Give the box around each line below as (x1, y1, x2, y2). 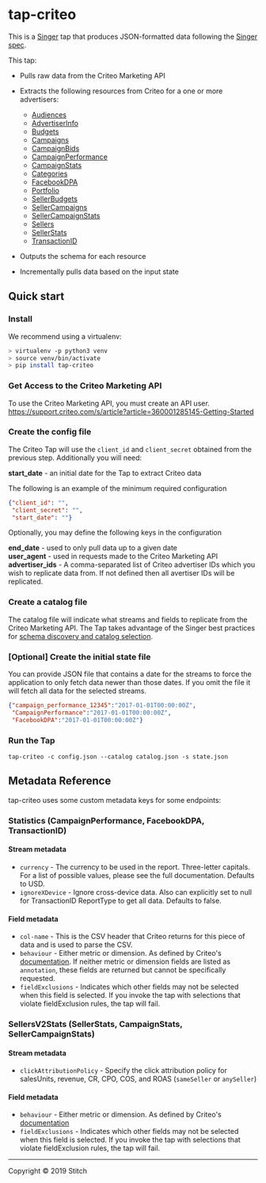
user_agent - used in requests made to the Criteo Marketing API (8, 552, 218, 561)
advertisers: (19, 94, 59, 104)
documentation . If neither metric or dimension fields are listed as (19, 957, 231, 967)
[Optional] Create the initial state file (8, 651, 151, 662)
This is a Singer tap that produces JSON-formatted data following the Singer (8, 32, 258, 41)
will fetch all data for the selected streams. (8, 687, 147, 696)
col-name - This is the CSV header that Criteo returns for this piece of (19, 932, 245, 941)
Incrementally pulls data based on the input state (19, 267, 180, 276)
